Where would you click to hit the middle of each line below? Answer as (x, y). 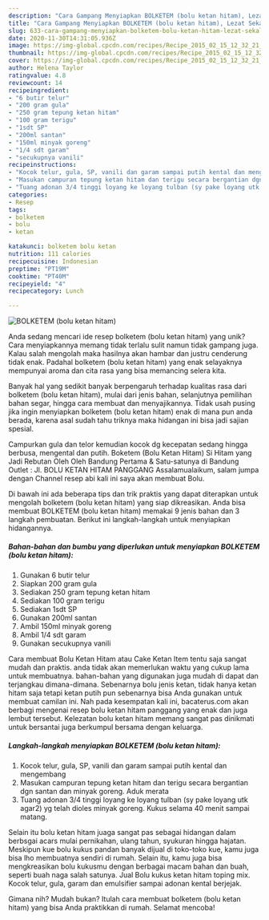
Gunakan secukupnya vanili (65, 643)
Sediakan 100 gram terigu (62, 601)
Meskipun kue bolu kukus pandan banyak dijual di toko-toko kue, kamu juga (134, 849)
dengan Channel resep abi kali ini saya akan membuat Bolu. (106, 479)
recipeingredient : (39, 90)
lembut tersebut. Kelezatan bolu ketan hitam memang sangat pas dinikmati (131, 719)
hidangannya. (31, 528)
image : (19, 46)
